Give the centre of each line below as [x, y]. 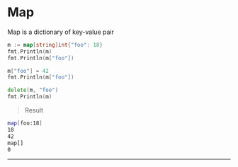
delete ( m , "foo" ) [33, 90]
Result [34, 110]
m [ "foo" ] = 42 [28, 71]
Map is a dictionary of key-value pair [61, 32]
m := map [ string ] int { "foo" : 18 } [55, 45]
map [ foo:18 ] [25, 123]
